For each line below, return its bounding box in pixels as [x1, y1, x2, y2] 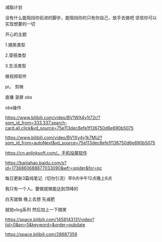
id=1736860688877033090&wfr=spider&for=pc [5, 165, 102, 171]
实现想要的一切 [5, 21, 35, 27]
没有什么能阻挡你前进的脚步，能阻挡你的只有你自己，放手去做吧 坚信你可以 [5, 15, 157, 21]
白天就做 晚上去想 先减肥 [5, 196, 55, 202]
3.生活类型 [5, 63, 27, 69]
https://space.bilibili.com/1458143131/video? [5, 216, 95, 222]
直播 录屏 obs [5, 94, 33, 100]
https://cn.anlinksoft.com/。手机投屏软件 [5, 150, 87, 156]
